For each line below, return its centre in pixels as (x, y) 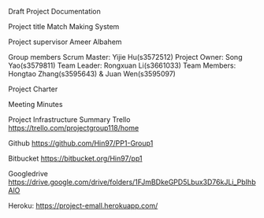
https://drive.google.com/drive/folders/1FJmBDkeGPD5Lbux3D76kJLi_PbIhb (132, 182)
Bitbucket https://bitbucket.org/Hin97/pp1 (75, 158)
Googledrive (28, 174)
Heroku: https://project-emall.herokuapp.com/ (83, 205)
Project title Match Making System (64, 26)
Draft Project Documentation (54, 11)
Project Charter (33, 89)
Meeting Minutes (35, 104)
